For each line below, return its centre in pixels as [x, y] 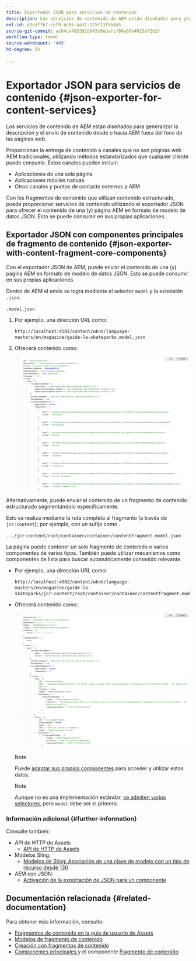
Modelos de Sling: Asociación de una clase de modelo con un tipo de [106, 861]
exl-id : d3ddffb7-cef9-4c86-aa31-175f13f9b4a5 [64, 25]
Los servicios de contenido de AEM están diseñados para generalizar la [92, 126]
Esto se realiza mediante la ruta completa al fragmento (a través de [87, 518]
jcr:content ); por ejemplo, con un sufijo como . [63, 524]
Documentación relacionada [59, 898]
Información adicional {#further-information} [71, 818]
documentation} [36, 907]
